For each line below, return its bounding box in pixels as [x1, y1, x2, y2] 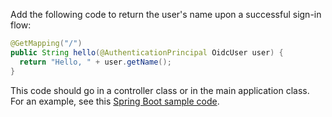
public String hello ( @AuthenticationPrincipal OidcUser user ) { [10, 47, 284, 58]
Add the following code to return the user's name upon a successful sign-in [10, 9, 322, 20]
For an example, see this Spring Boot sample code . [10, 95, 220, 107]
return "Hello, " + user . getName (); [19, 57, 172, 67]
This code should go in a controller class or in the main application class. [10, 84, 310, 96]
